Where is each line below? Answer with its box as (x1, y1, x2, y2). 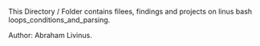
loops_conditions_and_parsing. (8, 15, 111, 25)
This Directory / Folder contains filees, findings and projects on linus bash (8, 7, 253, 16)
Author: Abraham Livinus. (8, 31, 92, 40)
